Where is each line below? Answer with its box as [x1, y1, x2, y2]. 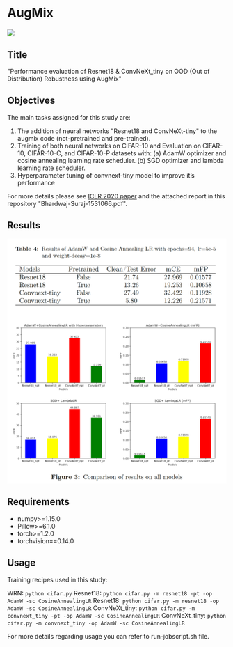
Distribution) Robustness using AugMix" [7, 75, 122, 83]
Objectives [7, 95, 56, 107]
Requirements [7, 496, 70, 508]
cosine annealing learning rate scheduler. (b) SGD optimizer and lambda [17, 156, 224, 164]
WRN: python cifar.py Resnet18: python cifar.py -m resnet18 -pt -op [7, 588, 212, 597]
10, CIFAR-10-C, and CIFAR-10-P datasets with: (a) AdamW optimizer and [17, 148, 227, 157]
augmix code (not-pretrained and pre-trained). [17, 134, 151, 142]
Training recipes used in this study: [7, 575, 108, 584]
